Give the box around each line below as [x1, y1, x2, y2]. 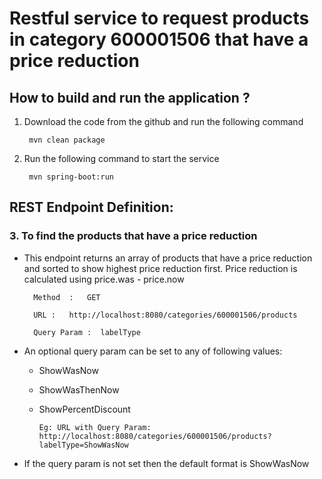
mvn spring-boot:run [28, 172, 114, 182]
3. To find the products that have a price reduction [9, 229, 258, 243]
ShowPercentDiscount [38, 403, 131, 415]
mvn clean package [28, 135, 106, 145]
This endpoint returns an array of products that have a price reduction [23, 252, 313, 264]
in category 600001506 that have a [9, 28, 309, 51]
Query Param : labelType [33, 327, 141, 337]
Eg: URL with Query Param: [38, 422, 152, 432]
